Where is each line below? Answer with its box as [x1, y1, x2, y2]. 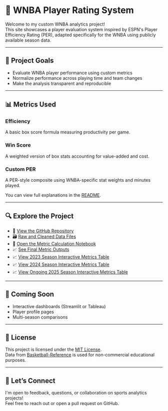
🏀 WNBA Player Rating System [5, 5, 134, 16]
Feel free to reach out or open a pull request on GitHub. [5, 400, 119, 406]
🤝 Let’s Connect [5, 376, 55, 385]
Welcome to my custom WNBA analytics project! [5, 21, 105, 27]
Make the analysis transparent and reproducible [12, 80, 111, 86]
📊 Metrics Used [5, 100, 56, 109]
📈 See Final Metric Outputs [12, 246, 69, 252]
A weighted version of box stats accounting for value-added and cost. [5, 153, 149, 159]
